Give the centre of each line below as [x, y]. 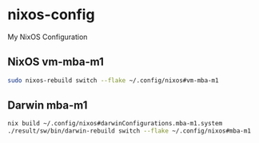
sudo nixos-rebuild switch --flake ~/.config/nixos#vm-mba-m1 [113, 80]
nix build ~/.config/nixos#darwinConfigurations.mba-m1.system [115, 124]
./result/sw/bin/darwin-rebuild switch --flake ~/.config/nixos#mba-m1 [129, 131]
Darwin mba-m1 [48, 105]
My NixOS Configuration [48, 37]
